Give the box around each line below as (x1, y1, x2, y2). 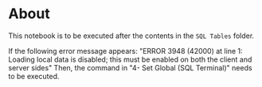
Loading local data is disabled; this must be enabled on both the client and (8, 55, 252, 64)
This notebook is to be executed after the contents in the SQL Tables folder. (8, 31, 255, 40)
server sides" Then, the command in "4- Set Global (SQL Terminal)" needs (8, 62, 252, 72)
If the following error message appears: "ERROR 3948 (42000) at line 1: (8, 46, 243, 55)
